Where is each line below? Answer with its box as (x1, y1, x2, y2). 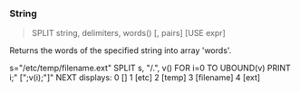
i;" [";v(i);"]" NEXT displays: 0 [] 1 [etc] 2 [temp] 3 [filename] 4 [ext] (9, 72, 261, 83)
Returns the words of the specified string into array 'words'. (9, 45, 232, 56)
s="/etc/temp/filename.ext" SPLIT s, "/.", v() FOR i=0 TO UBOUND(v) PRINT (9, 62, 292, 74)
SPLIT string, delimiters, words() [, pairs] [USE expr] (31, 28, 227, 39)
